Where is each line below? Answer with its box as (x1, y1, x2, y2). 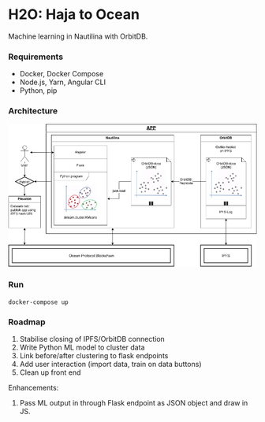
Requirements (8, 51, 64, 62)
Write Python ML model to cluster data (19, 342, 145, 352)
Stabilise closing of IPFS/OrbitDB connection (19, 335, 166, 344)
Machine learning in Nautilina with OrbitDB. (8, 31, 148, 41)
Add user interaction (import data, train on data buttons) (19, 360, 203, 369)
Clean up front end (19, 368, 81, 377)
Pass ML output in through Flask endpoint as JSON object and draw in (19, 398, 248, 408)
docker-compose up (8, 298, 69, 306)
